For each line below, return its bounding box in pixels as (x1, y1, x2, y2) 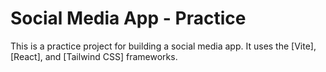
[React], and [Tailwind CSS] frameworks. (10, 50, 178, 62)
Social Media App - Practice (10, 7, 247, 30)
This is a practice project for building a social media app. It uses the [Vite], (10, 40, 317, 52)
